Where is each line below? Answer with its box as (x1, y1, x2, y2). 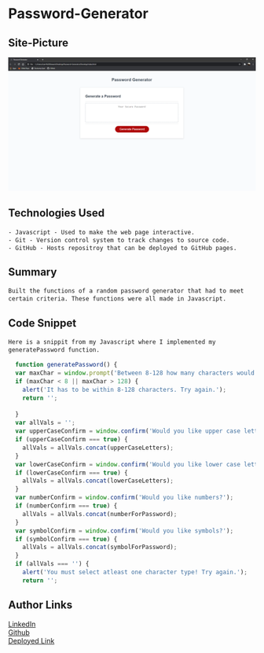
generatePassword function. (8, 346, 101, 354)
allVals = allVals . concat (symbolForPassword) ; (22, 544, 178, 552)
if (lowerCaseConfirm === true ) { (15, 469, 128, 477)
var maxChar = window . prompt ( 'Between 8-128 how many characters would (15, 369, 255, 377)
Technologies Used (8, 206, 104, 220)
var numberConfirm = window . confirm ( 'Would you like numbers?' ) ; (15, 493, 234, 502)
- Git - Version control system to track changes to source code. (8, 236, 230, 244)
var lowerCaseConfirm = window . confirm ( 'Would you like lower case (15, 460, 241, 468)
